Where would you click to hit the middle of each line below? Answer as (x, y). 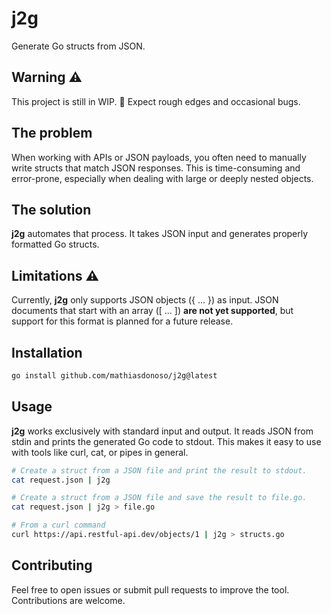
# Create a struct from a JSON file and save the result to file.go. (159, 498)
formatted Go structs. (55, 244)
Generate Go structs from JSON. (78, 46)
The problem (52, 133)
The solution (51, 209)
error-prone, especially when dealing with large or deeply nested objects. (162, 178)
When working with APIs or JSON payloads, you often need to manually (159, 157)
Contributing (52, 565)
